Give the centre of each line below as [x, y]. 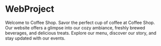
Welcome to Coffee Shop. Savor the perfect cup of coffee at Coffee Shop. [80, 23]
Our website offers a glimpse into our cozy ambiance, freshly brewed [75, 27]
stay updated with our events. [35, 38]
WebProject [30, 9]
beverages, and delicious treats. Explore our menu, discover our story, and [81, 33]
